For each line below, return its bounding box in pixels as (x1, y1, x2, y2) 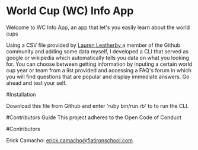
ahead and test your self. (6, 79, 67, 87)
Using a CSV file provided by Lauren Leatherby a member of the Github (6, 42, 181, 49)
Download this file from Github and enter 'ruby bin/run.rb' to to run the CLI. (6, 102, 189, 109)
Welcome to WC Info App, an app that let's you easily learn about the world (6, 24, 190, 31)
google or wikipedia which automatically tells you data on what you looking (6, 54, 190, 61)
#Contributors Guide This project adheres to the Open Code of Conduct (6, 114, 182, 121)
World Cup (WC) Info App (6, 4, 134, 18)
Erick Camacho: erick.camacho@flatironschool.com (6, 136, 133, 143)
